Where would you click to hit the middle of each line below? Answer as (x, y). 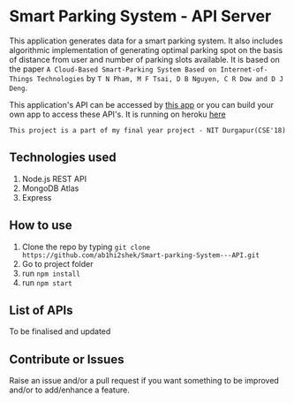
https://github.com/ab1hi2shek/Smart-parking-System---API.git (141, 255)
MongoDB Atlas (50, 188)
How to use (41, 226)
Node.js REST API (54, 179)
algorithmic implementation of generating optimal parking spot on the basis (146, 49)
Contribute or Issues (67, 359)
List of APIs (41, 310)
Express (37, 197)
